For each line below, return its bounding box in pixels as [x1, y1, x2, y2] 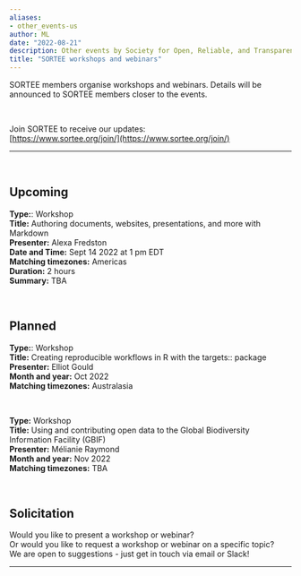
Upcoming [9, 185, 69, 200]
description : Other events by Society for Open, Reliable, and [9, 47, 251, 56]
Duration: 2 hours [9, 265, 76, 276]
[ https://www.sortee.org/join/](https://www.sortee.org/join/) [9, 133, 230, 143]
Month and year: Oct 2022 [9, 371, 109, 382]
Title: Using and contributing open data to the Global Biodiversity [9, 425, 250, 435]
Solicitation [9, 506, 74, 521]
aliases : [9, 13, 42, 22]
